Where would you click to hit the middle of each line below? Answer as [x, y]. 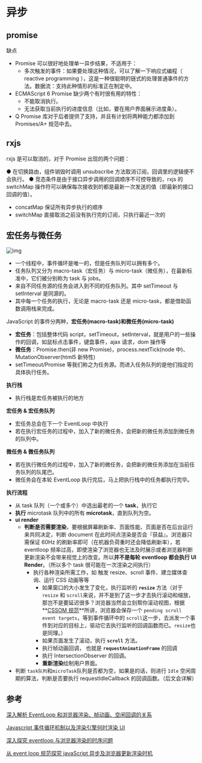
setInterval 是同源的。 [42, 293]
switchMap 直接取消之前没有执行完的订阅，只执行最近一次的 [90, 214]
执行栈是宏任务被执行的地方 [49, 398]
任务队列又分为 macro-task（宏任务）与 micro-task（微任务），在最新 [101, 271]
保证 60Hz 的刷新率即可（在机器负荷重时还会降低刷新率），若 [105, 542]
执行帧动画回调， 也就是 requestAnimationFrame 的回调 [110, 648]
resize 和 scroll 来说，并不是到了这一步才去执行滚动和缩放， [118, 595]
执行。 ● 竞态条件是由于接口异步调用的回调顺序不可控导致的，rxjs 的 [97, 179]
